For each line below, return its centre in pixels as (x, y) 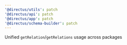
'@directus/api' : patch (29, 14)
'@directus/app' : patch (29, 19)
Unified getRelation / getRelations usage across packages (63, 37)
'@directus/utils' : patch (31, 10)
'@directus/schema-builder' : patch (41, 23)
